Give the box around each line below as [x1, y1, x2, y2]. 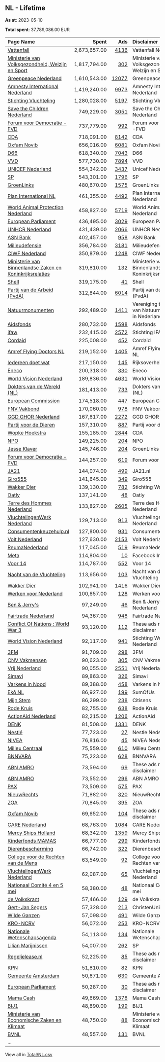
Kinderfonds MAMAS [7, 837, 56, 844]
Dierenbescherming [7, 845, 54, 852]
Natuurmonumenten [7, 307, 54, 314]
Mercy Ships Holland [7, 829, 55, 836]
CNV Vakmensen [7, 657, 47, 664]
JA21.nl [132, 467, 151, 474]
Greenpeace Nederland [7, 75, 62, 82]
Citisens [132, 697, 151, 704]
